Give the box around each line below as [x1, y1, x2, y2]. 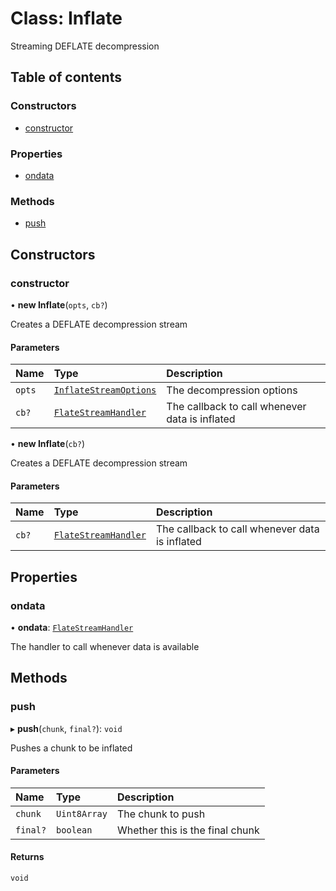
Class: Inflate [10, 7, 123, 30]
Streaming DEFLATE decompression [10, 40, 160, 52]
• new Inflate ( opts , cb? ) [10, 298, 108, 311]
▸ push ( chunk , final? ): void [10, 722, 123, 734]
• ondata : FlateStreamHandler [10, 622, 134, 633]
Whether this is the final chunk [116, 823, 260, 837]
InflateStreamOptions [53, 385, 157, 396]
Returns [10, 851, 45, 863]
